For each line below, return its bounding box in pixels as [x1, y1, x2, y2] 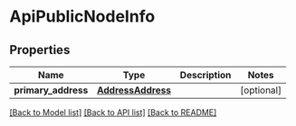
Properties [9, 42, 71, 58]
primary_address [14, 84, 89, 96]
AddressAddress [96, 84, 172, 96]
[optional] [239, 84, 282, 96]
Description [179, 69, 232, 81]
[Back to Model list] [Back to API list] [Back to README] [9, 107, 217, 118]
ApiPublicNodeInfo [9, 6, 156, 27]
